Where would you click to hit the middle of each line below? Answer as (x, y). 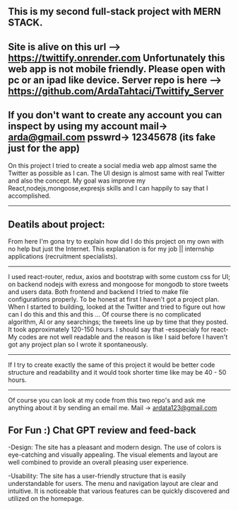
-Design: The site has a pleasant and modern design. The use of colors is (115, 447)
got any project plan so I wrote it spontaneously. (78, 345)
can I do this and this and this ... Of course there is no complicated (105, 314)
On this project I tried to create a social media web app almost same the (113, 165)
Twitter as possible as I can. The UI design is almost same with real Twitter (117, 173)
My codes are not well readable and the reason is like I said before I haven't (118, 337)
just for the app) (44, 148)
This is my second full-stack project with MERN (114, 12)
